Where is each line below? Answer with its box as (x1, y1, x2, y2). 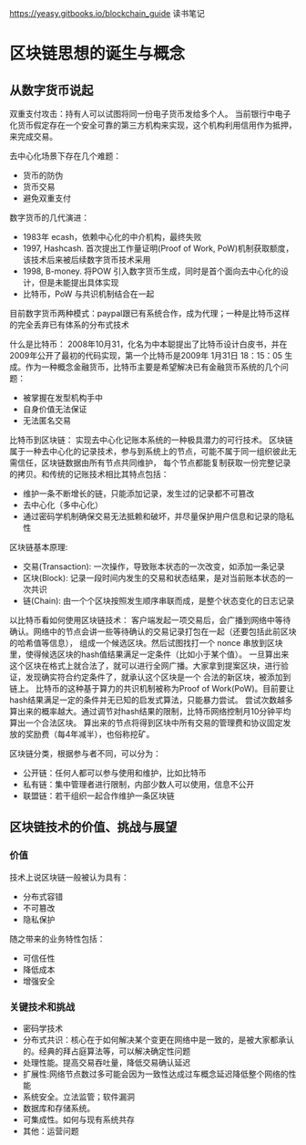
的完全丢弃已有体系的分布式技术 (9, 319, 129, 330)
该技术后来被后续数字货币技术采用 (22, 255, 151, 265)
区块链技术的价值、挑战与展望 (9, 819, 178, 835)
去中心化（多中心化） (22, 500, 103, 510)
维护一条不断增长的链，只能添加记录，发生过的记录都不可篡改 (22, 488, 255, 499)
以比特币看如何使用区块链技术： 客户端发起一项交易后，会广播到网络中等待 (9, 615, 291, 625)
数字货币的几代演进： (9, 213, 89, 223)
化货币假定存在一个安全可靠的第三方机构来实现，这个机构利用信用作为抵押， (9, 120, 297, 130)
